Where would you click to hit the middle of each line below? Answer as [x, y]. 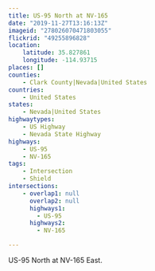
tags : [17, 164]
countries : [26, 90]
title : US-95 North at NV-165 [58, 16]
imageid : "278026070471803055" [60, 30]
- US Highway [44, 127]
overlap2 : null [54, 201]
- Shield [37, 179]
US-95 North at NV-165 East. [56, 260]
